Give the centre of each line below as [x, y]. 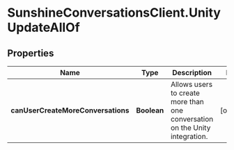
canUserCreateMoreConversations [70, 110]
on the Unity [190, 128]
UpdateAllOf [44, 27]
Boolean [150, 110]
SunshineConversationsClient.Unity [114, 13]
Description [192, 73]
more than [187, 102]
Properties [31, 53]
